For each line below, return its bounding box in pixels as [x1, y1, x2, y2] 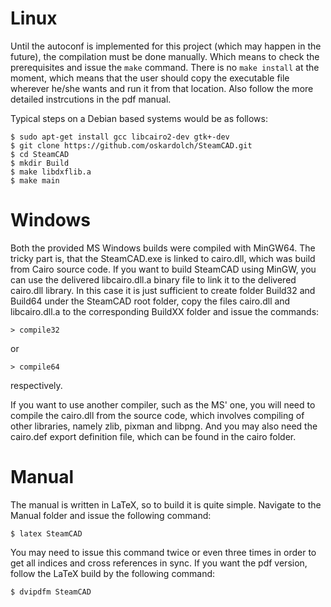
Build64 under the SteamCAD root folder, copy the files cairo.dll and [10, 295, 291, 307]
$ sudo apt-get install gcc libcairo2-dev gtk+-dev [10, 132, 230, 142]
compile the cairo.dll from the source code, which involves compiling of [10, 409, 305, 421]
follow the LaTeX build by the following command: [10, 567, 216, 579]
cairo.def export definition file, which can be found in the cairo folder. [10, 430, 297, 442]
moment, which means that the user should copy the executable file [10, 72, 290, 84]
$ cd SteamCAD [10, 149, 70, 159]
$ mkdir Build [10, 158, 70, 168]
